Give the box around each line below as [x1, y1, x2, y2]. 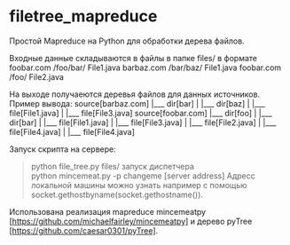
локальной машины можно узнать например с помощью [30, 179, 247, 190]
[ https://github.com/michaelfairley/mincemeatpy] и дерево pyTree [9, 216, 253, 226]
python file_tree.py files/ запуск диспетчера [30, 161, 195, 171]
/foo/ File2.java [9, 71, 65, 82]
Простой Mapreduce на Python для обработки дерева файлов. [9, 36, 246, 46]
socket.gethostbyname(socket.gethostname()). [30, 189, 204, 200]
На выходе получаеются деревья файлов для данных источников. [9, 89, 260, 99]
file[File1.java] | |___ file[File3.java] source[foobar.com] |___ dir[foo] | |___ [9, 107, 272, 118]
